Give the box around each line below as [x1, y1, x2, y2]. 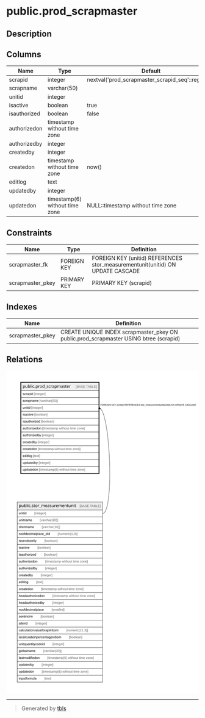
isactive [9, 101, 29, 109]
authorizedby [9, 140, 43, 147]
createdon [9, 163, 35, 171]
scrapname [9, 84, 38, 92]
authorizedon [9, 125, 43, 132]
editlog [9, 178, 27, 185]
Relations [6, 354, 43, 365]
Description [6, 29, 52, 39]
